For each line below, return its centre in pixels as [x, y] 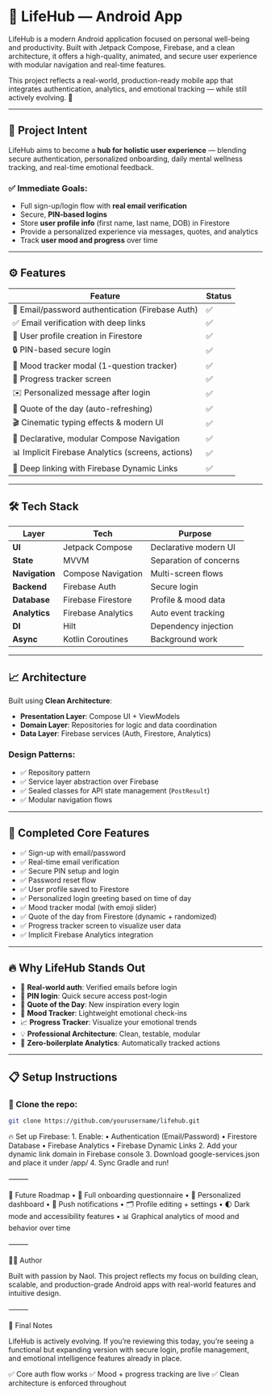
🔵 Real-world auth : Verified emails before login [98, 988]
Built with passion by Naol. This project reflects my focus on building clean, [133, 1275]
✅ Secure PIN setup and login [69, 871]
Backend [29, 586]
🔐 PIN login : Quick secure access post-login [94, 996]
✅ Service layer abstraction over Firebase [89, 781]
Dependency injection [192, 626]
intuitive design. [35, 1292]
